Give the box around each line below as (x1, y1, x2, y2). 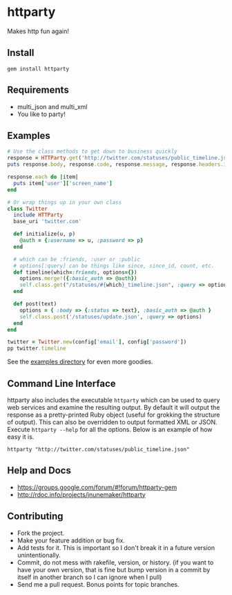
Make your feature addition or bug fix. (17, 536, 126, 545)
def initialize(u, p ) (13, 231, 76, 238)
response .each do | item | (7, 173, 79, 180)
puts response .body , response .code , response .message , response (7, 161, 196, 168)
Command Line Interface (7, 377, 116, 389)
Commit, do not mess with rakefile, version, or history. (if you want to (17, 558, 214, 567)
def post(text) (13, 301, 57, 308)
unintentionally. (17, 551, 61, 559)
